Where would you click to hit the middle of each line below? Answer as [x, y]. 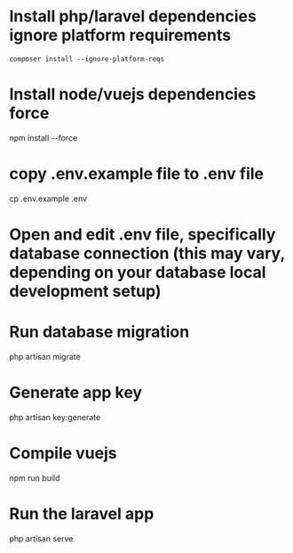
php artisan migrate [45, 356]
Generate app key [76, 393]
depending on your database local [138, 272]
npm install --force [44, 138]
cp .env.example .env [48, 199]
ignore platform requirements [120, 35]
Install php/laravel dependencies [133, 16]
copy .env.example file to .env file [137, 174]
